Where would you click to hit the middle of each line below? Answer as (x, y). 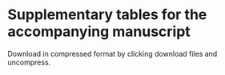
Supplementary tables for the (107, 15)
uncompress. (29, 62)
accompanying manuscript (99, 32)
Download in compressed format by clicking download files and (112, 53)
